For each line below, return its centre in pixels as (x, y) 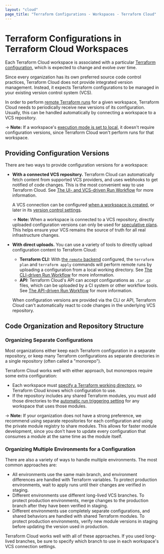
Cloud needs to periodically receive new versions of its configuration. (75, 107)
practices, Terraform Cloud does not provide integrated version (69, 82)
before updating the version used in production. (60, 527)
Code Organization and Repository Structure (74, 326)
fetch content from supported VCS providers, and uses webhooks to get (85, 180)
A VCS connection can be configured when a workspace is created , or (83, 205)
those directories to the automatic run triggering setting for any (76, 401)
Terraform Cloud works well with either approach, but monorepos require (79, 370)
